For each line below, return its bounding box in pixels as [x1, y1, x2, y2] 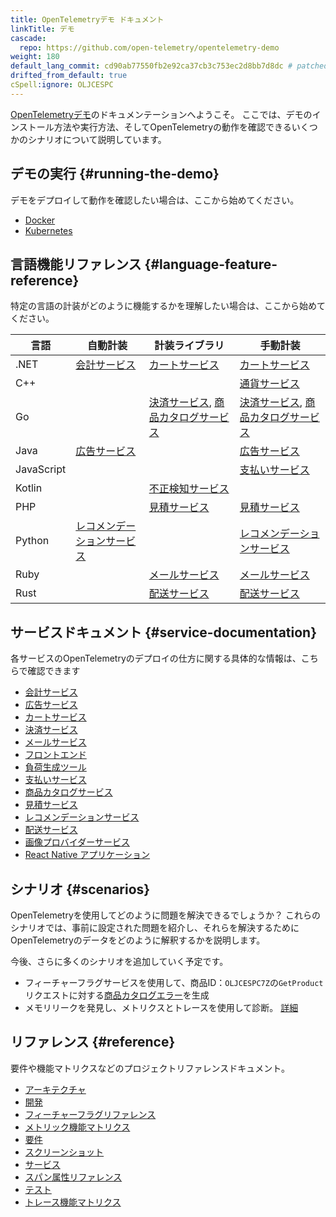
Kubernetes [24, 224, 73, 236]
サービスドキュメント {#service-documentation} [10, 624, 318, 641]
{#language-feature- [144, 256, 278, 273]
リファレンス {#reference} [10, 1034, 176, 1051]
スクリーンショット [24, 1146, 105, 1158]
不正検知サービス [148, 482, 230, 496]
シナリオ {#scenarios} [10, 881, 151, 898]
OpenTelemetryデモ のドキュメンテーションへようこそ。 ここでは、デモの [10, 108, 313, 120]
